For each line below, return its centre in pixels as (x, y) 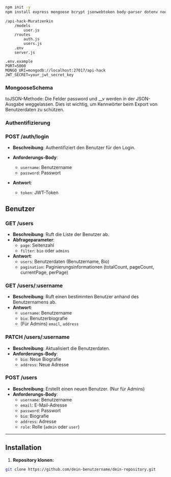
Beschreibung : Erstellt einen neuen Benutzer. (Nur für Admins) (79, 389)
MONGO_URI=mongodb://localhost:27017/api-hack (55, 70)
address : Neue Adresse (45, 364)
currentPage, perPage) (44, 272)
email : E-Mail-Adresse (44, 405)
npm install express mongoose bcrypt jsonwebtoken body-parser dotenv (82, 12)
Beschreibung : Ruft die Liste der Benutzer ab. (61, 234)
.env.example (19, 61)
